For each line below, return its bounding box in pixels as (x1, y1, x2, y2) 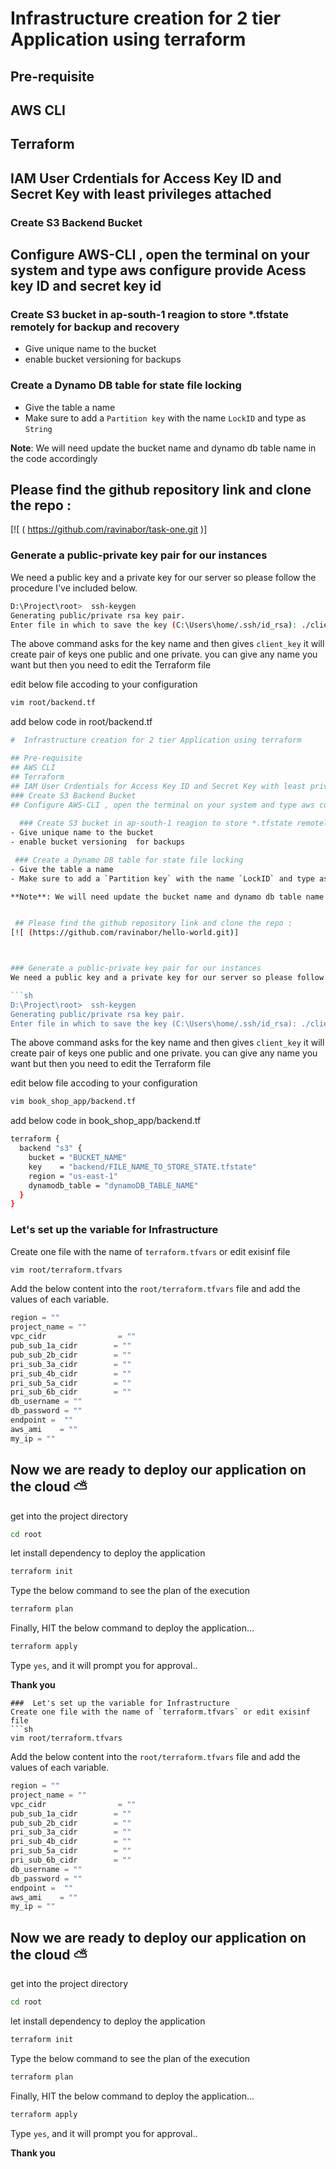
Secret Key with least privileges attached (10, 185, 272, 202)
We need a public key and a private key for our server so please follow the (10, 571, 317, 583)
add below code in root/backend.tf (10, 716, 153, 728)
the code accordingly (10, 452, 98, 464)
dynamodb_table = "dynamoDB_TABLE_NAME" (28, 1180, 199, 1191)
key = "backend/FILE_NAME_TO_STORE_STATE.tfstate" (28, 1162, 257, 1172)
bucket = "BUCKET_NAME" (28, 1153, 128, 1163)
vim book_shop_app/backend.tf (10, 1097, 137, 1107)
